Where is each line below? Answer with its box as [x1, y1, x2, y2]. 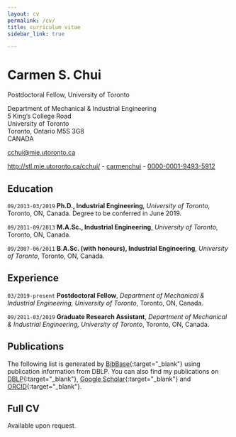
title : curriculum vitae [7, 23, 81, 31]
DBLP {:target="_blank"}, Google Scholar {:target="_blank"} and [7, 374, 191, 383]
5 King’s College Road [7, 112, 72, 121]
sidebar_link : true [7, 30, 65, 38]
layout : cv [7, 10, 40, 18]
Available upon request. [7, 421, 77, 430]
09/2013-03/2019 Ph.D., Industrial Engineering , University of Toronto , [7, 202, 210, 210]
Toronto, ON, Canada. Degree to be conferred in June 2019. [7, 209, 182, 217]
